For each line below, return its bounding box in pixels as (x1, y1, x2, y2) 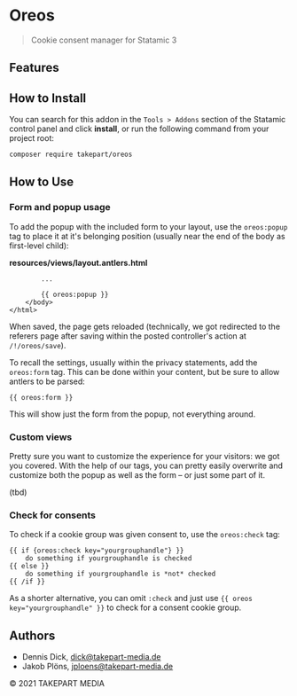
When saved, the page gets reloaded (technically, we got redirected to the (9, 321, 281, 332)
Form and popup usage (9, 201, 111, 214)
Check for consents (9, 509, 96, 521)
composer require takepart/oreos (9, 150, 133, 160)
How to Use (9, 175, 74, 190)
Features (9, 60, 59, 75)
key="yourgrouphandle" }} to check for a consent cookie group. (9, 602, 242, 613)
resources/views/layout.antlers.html (9, 257, 148, 268)
